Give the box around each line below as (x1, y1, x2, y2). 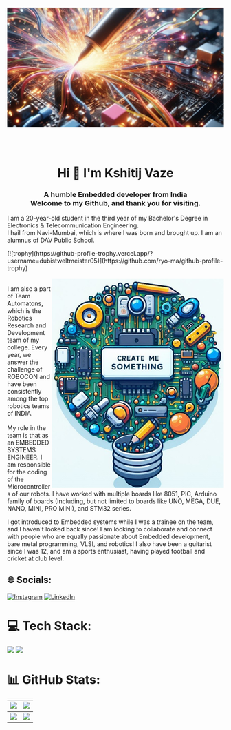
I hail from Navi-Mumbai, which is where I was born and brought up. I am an (7, 229, 222, 237)
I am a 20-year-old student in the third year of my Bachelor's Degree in (7, 214, 208, 223)
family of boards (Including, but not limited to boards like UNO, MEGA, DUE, (7, 497, 221, 505)
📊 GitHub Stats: (7, 672, 101, 688)
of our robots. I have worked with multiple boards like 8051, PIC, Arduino (12, 490, 217, 498)
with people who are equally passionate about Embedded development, (7, 532, 210, 541)
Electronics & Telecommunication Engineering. (7, 221, 139, 230)
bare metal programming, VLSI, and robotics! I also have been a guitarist (7, 540, 212, 548)
